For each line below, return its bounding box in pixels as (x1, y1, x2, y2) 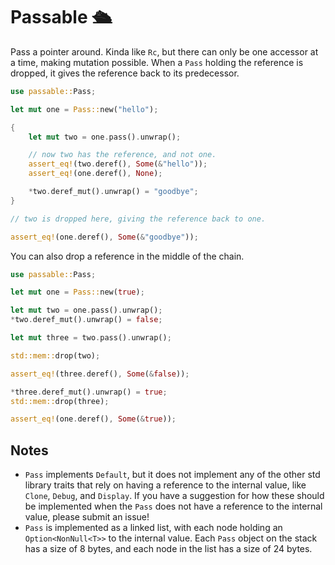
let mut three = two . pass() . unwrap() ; (10, 333, 172, 343)
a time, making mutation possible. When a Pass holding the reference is (10, 56, 304, 68)
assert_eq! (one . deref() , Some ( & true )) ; (10, 414, 177, 424)
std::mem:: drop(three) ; (10, 396, 110, 406)
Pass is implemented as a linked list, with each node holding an (24, 522, 283, 534)
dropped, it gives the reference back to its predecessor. (10, 67, 240, 79)
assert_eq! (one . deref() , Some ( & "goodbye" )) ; (10, 232, 199, 242)
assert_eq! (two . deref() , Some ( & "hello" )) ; (28, 159, 208, 169)
